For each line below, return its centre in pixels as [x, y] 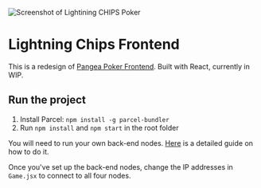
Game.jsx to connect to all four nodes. [70, 175]
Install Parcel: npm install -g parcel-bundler [94, 119]
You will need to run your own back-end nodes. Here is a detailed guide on [130, 143]
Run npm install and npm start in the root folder [99, 127]
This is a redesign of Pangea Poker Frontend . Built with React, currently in [129, 66]
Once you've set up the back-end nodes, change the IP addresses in [121, 166]
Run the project [47, 100]
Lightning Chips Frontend [94, 45]
